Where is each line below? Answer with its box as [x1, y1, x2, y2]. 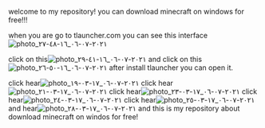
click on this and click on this [8, 55, 202, 64]
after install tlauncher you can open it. [109, 63, 234, 72]
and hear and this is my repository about [8, 103, 240, 113]
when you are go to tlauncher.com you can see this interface [8, 31, 208, 40]
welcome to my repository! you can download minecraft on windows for [8, 7, 245, 16]
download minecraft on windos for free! [8, 112, 139, 122]
